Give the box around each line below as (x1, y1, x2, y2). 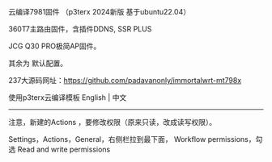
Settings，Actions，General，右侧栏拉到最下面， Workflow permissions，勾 (8, 135, 263, 143)
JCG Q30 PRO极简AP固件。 (8, 41, 101, 51)
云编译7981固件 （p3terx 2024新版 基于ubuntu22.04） (8, 7, 191, 16)
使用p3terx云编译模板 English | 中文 (8, 93, 127, 102)
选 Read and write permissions (8, 144, 111, 154)
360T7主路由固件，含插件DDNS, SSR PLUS (8, 24, 152, 34)
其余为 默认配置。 (8, 59, 67, 68)
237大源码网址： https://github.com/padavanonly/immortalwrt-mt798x (8, 76, 242, 85)
